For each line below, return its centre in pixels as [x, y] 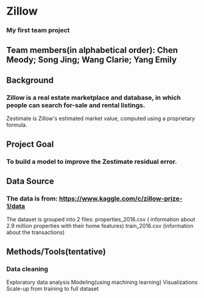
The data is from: [32, 198]
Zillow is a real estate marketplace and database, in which [93, 98]
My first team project [38, 30]
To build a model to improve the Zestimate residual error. [92, 161]
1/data [16, 206]
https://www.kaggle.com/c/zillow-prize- [121, 198]
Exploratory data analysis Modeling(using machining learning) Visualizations [102, 282]
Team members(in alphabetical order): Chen [92, 50]
